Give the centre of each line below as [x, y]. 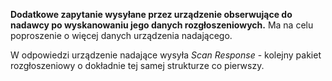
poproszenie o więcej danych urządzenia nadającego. [121, 35]
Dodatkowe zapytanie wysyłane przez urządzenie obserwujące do [151, 14]
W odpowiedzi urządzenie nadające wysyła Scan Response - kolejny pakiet [166, 55]
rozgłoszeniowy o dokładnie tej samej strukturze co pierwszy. [137, 65]
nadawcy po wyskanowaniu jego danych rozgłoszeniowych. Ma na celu [162, 25]
